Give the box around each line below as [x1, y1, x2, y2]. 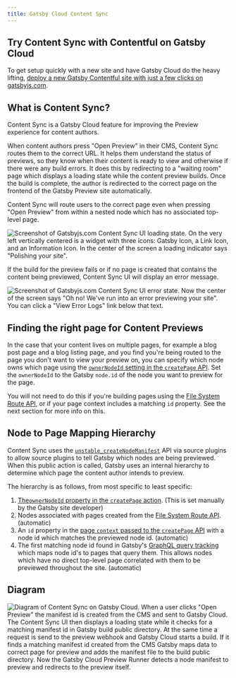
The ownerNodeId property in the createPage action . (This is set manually [17, 496, 225, 504]
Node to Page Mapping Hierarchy [7, 427, 156, 439]
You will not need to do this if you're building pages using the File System [7, 392, 221, 400]
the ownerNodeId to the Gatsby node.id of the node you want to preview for [7, 371, 223, 379]
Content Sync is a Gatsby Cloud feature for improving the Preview [7, 121, 199, 129]
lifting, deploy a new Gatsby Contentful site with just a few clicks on [7, 73, 204, 82]
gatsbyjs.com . [7, 81, 48, 90]
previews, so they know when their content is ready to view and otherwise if [7, 157, 229, 165]
